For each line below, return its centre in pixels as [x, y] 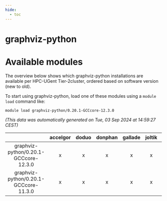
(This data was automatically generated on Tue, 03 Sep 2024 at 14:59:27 [80, 120]
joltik [151, 137]
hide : [11, 10]
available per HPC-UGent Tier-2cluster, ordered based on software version [82, 81]
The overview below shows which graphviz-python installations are [74, 76]
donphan [107, 137]
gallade [131, 137]
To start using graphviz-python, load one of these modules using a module [81, 96]
